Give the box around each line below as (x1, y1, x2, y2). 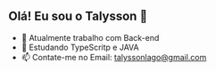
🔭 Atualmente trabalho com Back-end (21, 32, 160, 43)
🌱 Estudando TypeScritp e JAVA (21, 42, 139, 52)
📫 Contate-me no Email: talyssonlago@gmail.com (21, 51, 207, 62)
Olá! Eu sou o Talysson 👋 (8, 9, 148, 24)
